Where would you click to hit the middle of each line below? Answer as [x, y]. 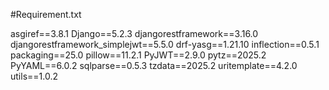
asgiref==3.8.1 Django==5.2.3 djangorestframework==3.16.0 [134, 33]
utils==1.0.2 [34, 76]
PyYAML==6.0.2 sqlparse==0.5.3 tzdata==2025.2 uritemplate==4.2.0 [154, 65]
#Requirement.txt [46, 14]
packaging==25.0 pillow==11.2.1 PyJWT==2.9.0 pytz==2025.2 [138, 55]
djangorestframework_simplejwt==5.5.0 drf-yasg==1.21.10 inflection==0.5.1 [165, 44]
